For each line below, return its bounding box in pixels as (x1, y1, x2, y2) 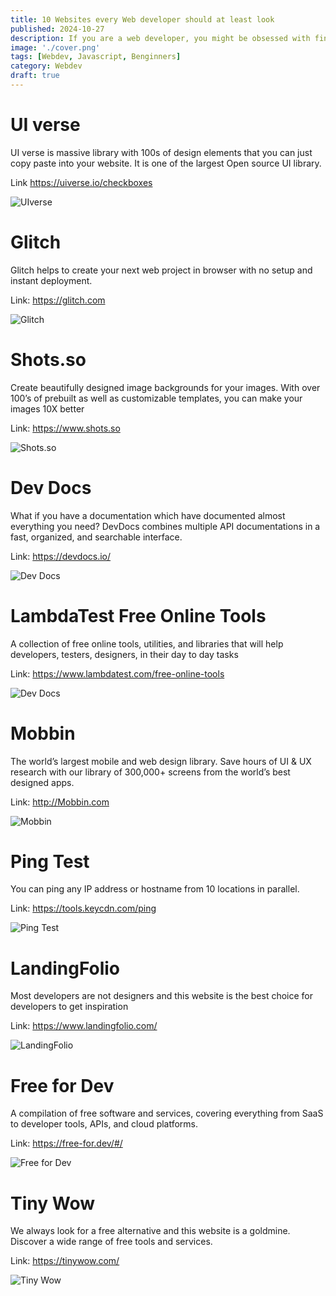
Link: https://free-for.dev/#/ (10, 1137, 123, 1150)
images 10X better (10, 402, 85, 415)
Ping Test (10, 850, 90, 873)
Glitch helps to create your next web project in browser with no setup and (10, 264, 313, 276)
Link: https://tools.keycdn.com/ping (10, 902, 157, 915)
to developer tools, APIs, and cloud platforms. (10, 1118, 199, 1130)
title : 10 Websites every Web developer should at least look (10, 14, 275, 25)
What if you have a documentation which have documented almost (10, 509, 286, 521)
